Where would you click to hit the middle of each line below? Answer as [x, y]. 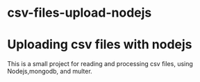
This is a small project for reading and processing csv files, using [100, 64]
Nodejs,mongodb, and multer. [50, 72]
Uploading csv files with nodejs [100, 45]
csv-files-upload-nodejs [80, 13]
